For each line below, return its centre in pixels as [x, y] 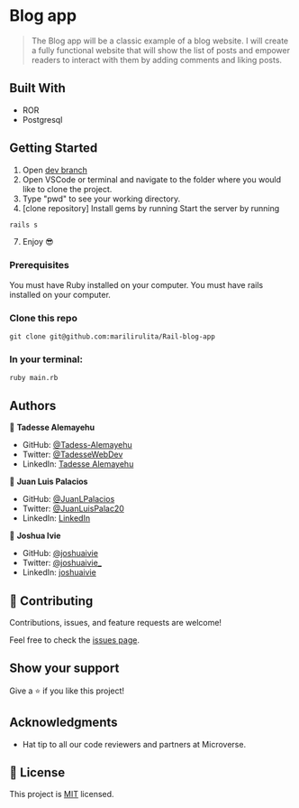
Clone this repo [44, 318]
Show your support [64, 669]
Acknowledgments [64, 723]
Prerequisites [39, 265]
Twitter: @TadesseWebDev [72, 455]
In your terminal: [46, 359]
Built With [37, 88]
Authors [33, 406]
